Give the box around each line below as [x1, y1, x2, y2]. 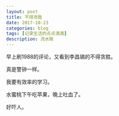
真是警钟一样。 [6, 66, 42, 73]
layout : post [6, 8, 38, 15]
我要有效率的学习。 [6, 78, 53, 85]
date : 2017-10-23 [6, 20, 49, 25]
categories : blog [6, 25, 49, 31]
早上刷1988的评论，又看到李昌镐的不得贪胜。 [6, 53, 116, 60]
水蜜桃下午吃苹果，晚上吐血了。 [6, 91, 84, 98]
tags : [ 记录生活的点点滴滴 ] [6, 31, 67, 37]
